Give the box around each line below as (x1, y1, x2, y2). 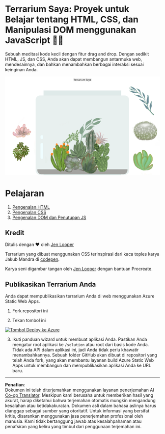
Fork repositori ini (12, 308, 48, 314)
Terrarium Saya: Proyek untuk (5, 3, 129, 15)
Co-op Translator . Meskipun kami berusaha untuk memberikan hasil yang (5, 392, 154, 398)
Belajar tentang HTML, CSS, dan (5, 14, 138, 25)
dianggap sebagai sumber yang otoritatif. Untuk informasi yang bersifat (5, 408, 150, 414)
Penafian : (5, 382, 26, 388)
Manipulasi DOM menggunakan (5, 25, 137, 35)
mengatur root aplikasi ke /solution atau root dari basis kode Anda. (12, 342, 149, 348)
